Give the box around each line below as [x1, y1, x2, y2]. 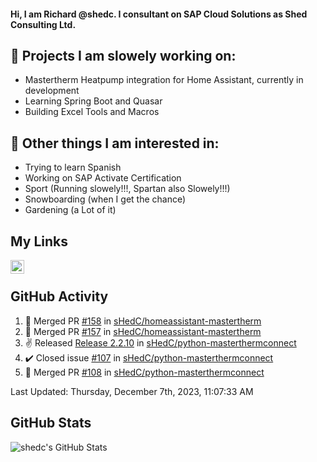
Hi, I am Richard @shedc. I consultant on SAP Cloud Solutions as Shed [10, 8, 308, 20]
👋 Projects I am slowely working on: [10, 47, 237, 64]
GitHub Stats [10, 415, 92, 432]
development [24, 85, 80, 97]
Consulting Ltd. [10, 18, 77, 30]
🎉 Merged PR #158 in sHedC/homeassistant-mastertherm [24, 315, 262, 327]
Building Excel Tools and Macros [24, 106, 160, 118]
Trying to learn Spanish [24, 161, 122, 174]
